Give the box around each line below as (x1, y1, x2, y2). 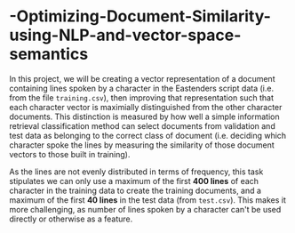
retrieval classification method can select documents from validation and (9, 120, 275, 131)
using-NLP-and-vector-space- (9, 25, 242, 45)
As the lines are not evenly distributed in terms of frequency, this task (9, 166, 264, 177)
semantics (9, 44, 89, 64)
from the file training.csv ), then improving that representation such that (9, 92, 274, 103)
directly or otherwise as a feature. (9, 213, 133, 224)
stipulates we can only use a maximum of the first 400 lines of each (9, 175, 259, 186)
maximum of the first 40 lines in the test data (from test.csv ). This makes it (9, 194, 287, 205)
